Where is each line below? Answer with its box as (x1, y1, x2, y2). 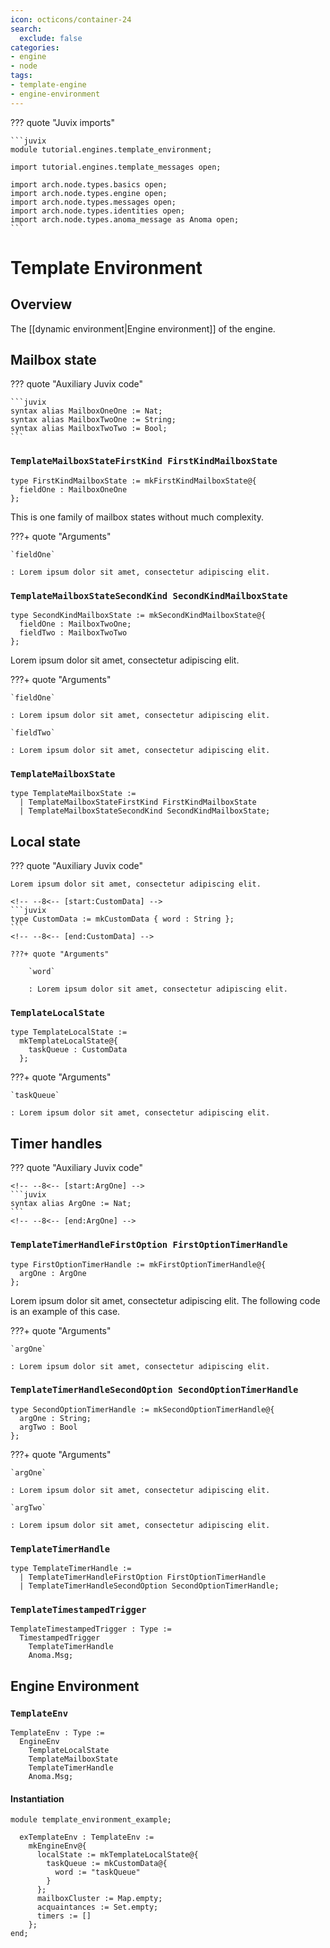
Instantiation (10, 1792, 65, 1805)
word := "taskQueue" (54, 1867, 141, 1878)
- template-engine (10, 80, 87, 90)
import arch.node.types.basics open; (10, 179, 168, 190)
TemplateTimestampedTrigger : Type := (10, 1624, 172, 1635)
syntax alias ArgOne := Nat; (10, 1199, 132, 1209)
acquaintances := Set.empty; (36, 1902, 159, 1913)
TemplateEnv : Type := (10, 1728, 105, 1738)
